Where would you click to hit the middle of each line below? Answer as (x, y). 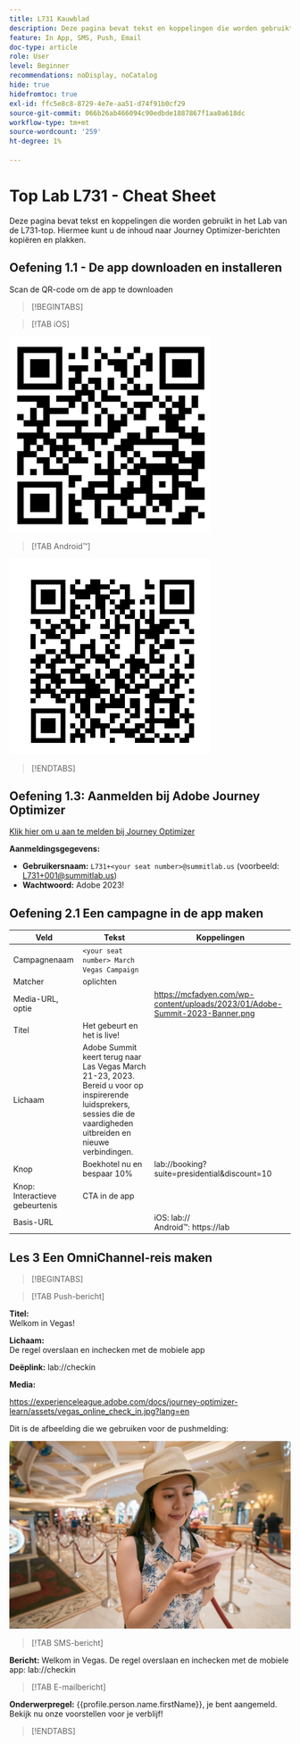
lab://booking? (180, 1164)
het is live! (101, 1035)
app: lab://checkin (42, 1669)
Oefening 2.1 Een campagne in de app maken (136, 913)
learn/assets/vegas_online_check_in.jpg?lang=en (100, 1412)
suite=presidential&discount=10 (213, 1173)
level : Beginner (39, 66)
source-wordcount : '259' (55, 132)
